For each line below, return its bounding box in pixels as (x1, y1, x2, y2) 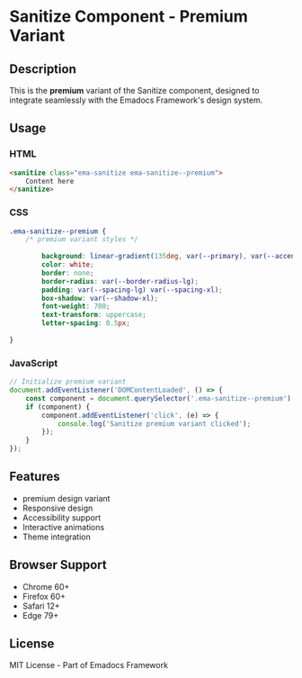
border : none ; (41, 268, 94, 277)
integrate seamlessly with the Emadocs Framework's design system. (9, 95, 263, 105)
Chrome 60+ (22, 581, 70, 592)
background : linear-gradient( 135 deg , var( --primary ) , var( (41, 252, 268, 261)
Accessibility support (22, 511, 102, 523)
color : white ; (41, 260, 94, 269)
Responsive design (22, 502, 93, 513)
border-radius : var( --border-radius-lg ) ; (41, 276, 200, 285)
